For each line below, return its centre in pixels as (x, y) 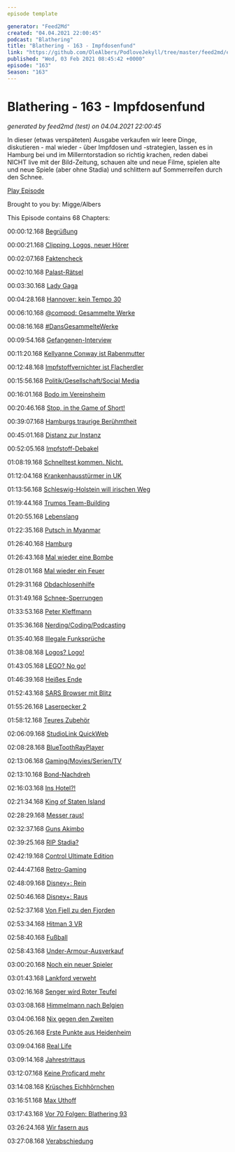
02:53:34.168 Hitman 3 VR (45, 924)
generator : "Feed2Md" (39, 26)
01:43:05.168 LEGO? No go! (47, 666)
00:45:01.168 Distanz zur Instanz (54, 434)
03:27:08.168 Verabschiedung (50, 1141)
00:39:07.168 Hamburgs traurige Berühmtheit (72, 421)
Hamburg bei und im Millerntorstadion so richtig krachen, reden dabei (108, 154)
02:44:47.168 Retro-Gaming (47, 869)
